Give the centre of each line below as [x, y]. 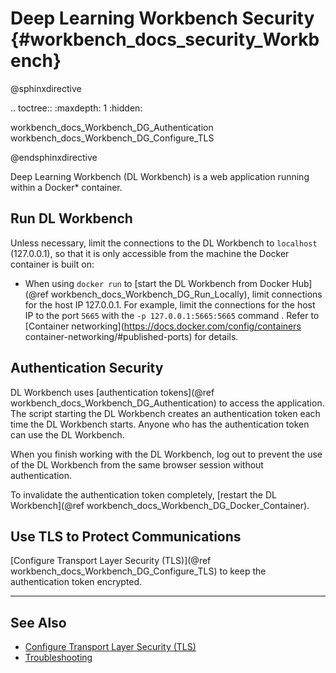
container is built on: [52, 264]
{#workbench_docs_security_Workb [165, 39]
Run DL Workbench [71, 218]
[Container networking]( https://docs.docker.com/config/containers [163, 326]
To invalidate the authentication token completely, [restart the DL [143, 494]
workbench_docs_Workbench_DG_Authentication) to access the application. [167, 403]
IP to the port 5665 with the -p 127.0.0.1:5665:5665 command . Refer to [172, 315]
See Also [38, 622]
